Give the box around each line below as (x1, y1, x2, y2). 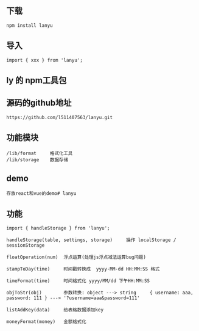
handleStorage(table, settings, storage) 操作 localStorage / (6, 237, 176, 243)
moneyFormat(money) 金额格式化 (6, 319, 86, 325)
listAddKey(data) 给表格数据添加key (6, 307, 104, 313)
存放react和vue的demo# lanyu (6, 191, 77, 197)
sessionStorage (6, 242, 45, 249)
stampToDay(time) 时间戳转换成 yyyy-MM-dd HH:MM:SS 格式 (6, 266, 160, 272)
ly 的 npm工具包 (6, 75, 67, 85)
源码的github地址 (6, 98, 72, 108)
